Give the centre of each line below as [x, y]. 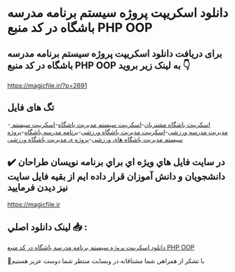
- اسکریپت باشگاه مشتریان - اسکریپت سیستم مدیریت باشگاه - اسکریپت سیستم [109, 124]
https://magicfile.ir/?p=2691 [47, 86]
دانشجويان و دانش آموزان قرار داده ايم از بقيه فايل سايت [116, 177]
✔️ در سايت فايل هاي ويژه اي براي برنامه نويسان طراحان [116, 162]
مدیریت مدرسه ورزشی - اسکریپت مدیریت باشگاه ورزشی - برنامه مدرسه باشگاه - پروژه [117, 131]
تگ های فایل [31, 107]
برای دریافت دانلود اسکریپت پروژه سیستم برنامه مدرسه [115, 53]
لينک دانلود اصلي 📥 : [47, 228]
